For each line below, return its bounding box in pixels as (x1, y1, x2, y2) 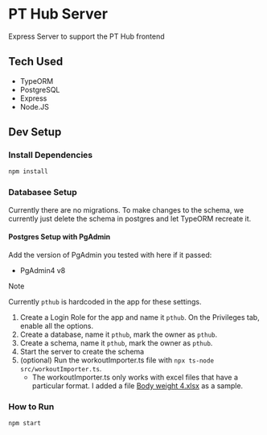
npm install (8, 168, 48, 176)
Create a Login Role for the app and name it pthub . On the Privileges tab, (19, 312, 260, 322)
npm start (8, 420, 42, 428)
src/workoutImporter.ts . (19, 363, 102, 373)
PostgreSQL (19, 85, 60, 94)
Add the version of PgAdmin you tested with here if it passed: (8, 250, 212, 259)
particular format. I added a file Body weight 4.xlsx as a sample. (31, 380, 244, 391)
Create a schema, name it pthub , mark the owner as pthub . (19, 338, 213, 347)
